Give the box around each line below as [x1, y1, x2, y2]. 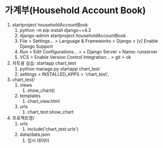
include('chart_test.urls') [27, 126, 79, 132]
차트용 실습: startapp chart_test [12, 60, 77, 66]
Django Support [19, 43, 53, 49]
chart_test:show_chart [27, 108, 74, 115]
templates [19, 92, 41, 99]
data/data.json [19, 131, 50, 137]
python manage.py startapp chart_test [19, 65, 100, 71]
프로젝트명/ [12, 115, 35, 121]
